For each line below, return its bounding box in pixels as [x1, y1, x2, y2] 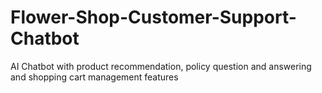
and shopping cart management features [10, 71, 179, 83]
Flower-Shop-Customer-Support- [10, 6, 297, 29]
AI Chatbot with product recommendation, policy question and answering [10, 60, 312, 72]
